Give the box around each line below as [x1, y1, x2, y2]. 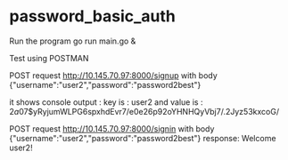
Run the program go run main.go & [9, 36, 136, 46]
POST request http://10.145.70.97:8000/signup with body [9, 69, 218, 81]
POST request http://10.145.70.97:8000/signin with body [9, 123, 215, 134]
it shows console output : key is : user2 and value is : [9, 96, 203, 108]
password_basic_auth [9, 6, 176, 27]
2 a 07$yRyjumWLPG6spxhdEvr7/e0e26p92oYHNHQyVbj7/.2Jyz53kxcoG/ [9, 106, 279, 116]
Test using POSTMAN [9, 52, 89, 63]
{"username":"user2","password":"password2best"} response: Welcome [9, 132, 276, 143]
